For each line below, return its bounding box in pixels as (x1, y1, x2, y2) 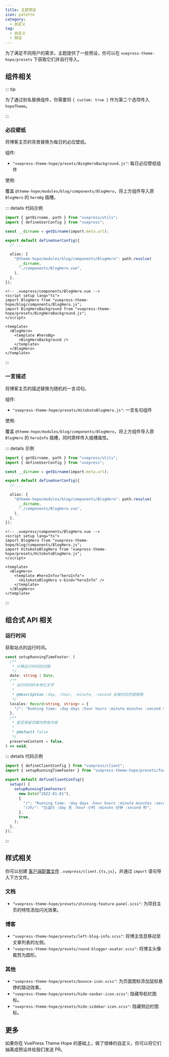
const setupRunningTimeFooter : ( (5, 654, 75, 659)
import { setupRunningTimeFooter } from (5, 768, 92, 773)
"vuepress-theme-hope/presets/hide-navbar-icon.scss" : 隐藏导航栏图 (12, 991, 157, 997)
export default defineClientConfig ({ (5, 777, 84, 782)
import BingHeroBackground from (5, 306, 73, 312)
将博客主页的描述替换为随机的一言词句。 (5, 385, 89, 391)
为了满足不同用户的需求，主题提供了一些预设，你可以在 (5, 50, 120, 56)
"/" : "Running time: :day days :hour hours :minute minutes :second (14, 706, 161, 711)
